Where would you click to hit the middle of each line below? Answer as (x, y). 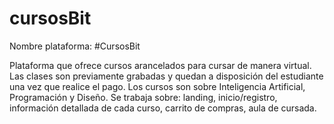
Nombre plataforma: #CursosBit (75, 46)
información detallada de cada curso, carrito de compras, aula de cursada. (163, 108)
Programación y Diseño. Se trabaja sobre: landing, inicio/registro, (143, 97)
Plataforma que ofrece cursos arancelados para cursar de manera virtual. (160, 65)
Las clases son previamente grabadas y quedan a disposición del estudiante (166, 76)
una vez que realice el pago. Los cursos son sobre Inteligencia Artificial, (157, 86)
